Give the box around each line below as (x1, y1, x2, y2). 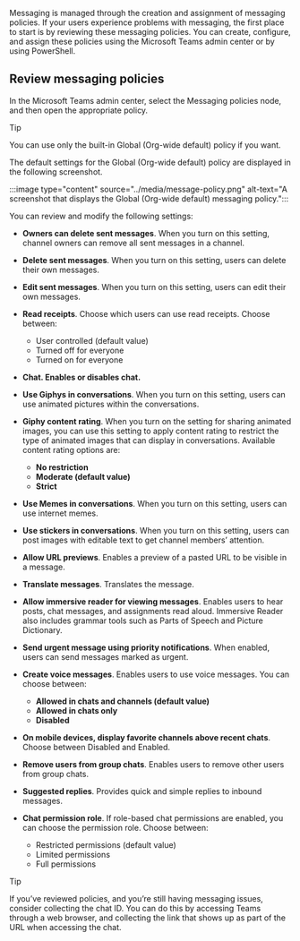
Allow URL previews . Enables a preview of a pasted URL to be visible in (21, 552, 287, 562)
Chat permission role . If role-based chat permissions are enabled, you (21, 812, 284, 823)
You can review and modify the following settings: (9, 210, 194, 221)
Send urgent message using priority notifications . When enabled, (21, 642, 270, 653)
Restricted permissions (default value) (35, 839, 176, 850)
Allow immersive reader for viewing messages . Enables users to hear (21, 595, 284, 607)
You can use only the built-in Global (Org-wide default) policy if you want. (9, 139, 281, 150)
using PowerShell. (9, 46, 76, 56)
